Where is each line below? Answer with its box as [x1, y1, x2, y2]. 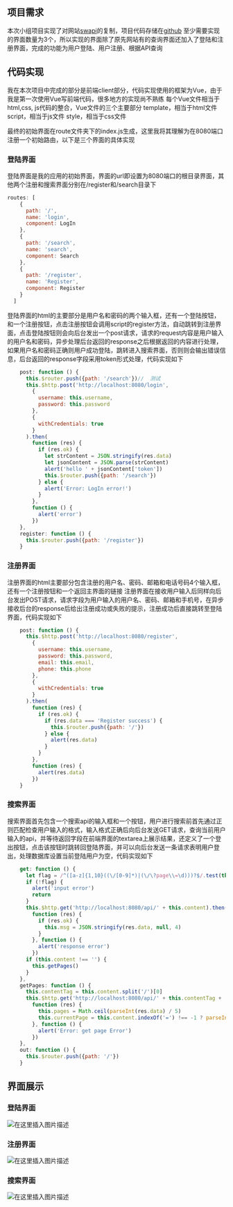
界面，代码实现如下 [7, 613, 62, 621]
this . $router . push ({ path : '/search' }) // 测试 [25, 375, 161, 382]
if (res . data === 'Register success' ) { [44, 717, 163, 724]
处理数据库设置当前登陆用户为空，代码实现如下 [19, 852, 153, 860]
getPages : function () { [19, 982, 92, 989]
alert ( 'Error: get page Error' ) [37, 1027, 132, 1034]
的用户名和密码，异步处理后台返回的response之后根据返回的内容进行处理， [7, 337, 223, 346]
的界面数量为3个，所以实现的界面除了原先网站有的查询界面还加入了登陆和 [7, 35, 218, 43]
